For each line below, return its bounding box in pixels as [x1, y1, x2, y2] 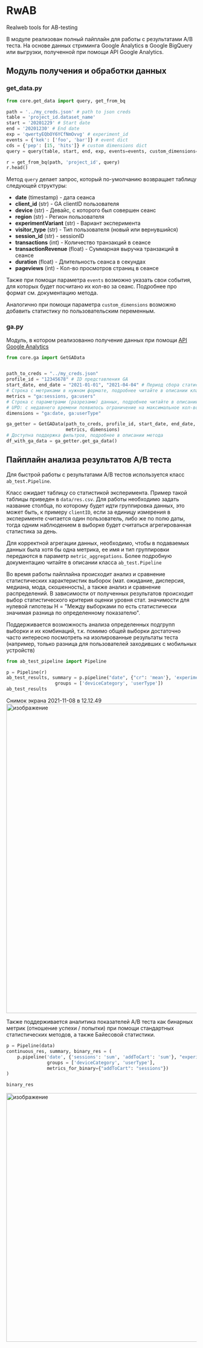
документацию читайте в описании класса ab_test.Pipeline [6, 559, 162, 566]
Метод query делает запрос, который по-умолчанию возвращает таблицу [6, 176, 197, 183]
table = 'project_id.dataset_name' [6, 115, 96, 121]
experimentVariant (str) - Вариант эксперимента [14, 219, 141, 227]
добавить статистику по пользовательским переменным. [6, 307, 156, 315]
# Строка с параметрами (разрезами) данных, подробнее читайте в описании [6, 399, 199, 405]
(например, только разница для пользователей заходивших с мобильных [6, 640, 197, 647]
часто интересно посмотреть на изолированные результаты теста [6, 634, 178, 641]
